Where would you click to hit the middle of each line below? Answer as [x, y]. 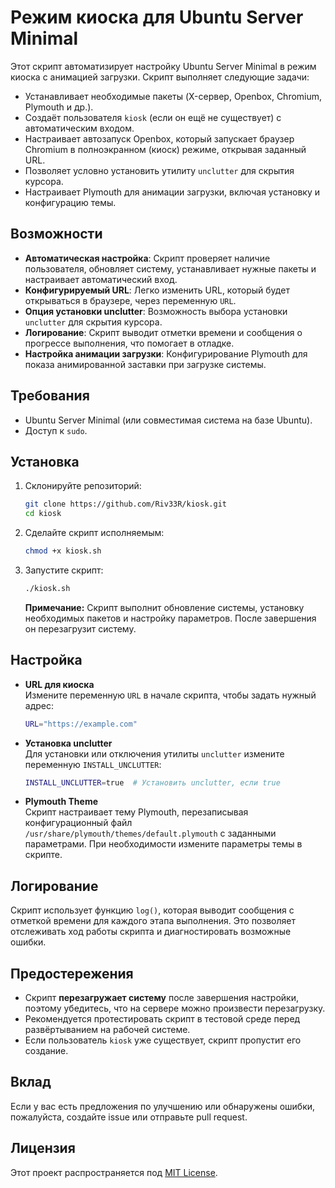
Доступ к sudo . [56, 430]
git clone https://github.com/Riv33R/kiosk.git [125, 504]
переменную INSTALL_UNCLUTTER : [93, 764]
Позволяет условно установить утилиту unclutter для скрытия [159, 170]
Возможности [56, 234]
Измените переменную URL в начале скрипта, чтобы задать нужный [170, 695]
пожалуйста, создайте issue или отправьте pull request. [129, 1117]
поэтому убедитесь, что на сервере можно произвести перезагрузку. [175, 1008]
